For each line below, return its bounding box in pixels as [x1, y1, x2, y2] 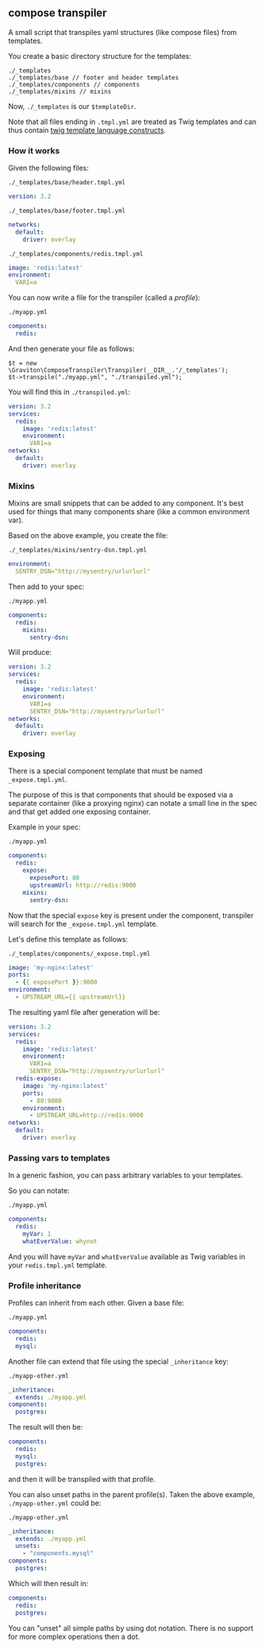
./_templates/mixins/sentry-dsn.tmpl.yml [8, 546, 148, 555]
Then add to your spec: [8, 582, 85, 591]
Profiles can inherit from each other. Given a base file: [8, 1299, 185, 1308]
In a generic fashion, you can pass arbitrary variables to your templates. [8, 1171, 244, 1180]
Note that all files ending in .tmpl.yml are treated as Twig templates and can [8, 117, 257, 126]
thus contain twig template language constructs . [8, 125, 167, 134]
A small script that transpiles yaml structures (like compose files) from [8, 27, 237, 37]
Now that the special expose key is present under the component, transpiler [8, 910, 254, 920]
